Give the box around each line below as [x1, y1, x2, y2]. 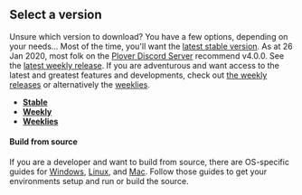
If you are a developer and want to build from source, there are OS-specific [9, 157, 289, 168]
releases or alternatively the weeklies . [9, 79, 151, 89]
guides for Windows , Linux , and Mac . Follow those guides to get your [9, 166, 268, 177]
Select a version [9, 7, 102, 23]
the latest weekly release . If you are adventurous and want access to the [9, 60, 280, 70]
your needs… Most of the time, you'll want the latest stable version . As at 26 [9, 41, 293, 51]
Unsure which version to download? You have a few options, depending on [9, 31, 288, 42]
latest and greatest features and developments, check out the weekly [9, 70, 268, 80]
